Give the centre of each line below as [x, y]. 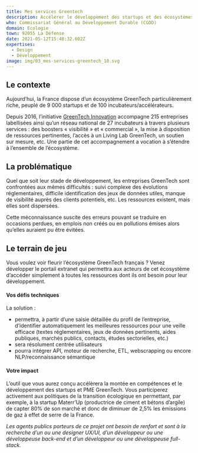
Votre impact [22, 370]
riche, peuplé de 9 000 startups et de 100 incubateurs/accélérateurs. [90, 105]
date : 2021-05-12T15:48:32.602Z [46, 39]
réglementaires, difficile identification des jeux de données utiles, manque [96, 193]
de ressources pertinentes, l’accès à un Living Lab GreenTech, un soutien [95, 136]
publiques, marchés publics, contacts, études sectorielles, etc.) [92, 338]
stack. [14, 445]
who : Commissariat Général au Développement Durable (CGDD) [82, 22]
